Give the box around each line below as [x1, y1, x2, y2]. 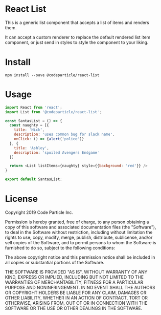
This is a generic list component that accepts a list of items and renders [5, 20, 149, 25]
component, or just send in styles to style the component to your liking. [5, 39, 149, 45]
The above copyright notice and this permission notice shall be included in [5, 254, 155, 260]
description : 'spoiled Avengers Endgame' [14, 150, 99, 155]
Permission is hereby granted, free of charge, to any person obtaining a [5, 219, 149, 225]
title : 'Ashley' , [14, 146, 49, 150]
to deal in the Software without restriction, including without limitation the [5, 230, 153, 235]
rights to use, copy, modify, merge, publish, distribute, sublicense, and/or [5, 234, 153, 240]
